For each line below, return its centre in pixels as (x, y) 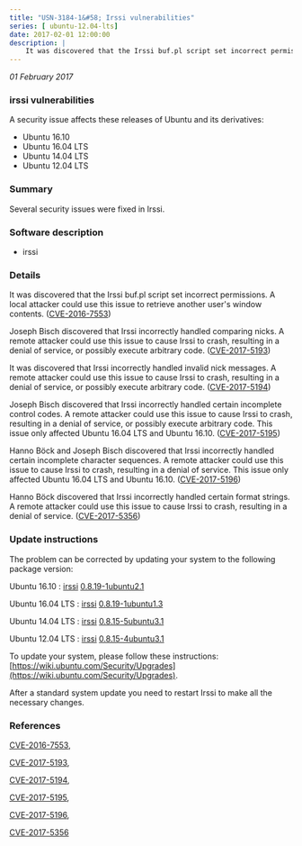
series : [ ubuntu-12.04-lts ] (64, 26)
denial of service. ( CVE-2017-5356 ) (75, 516)
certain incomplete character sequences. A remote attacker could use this (147, 460)
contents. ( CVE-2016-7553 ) (60, 314)
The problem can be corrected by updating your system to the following (142, 559)
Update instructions (54, 540)
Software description (57, 232)
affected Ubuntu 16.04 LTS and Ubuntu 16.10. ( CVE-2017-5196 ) (125, 479)
